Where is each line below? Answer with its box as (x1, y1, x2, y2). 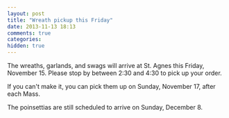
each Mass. (7, 90, 40, 98)
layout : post (7, 10, 45, 17)
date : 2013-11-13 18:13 (7, 23, 76, 30)
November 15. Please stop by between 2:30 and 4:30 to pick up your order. (7, 69, 222, 77)
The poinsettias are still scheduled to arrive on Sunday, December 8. (7, 103, 203, 111)
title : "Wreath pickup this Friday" (7, 17, 113, 24)
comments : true (7, 29, 51, 37)
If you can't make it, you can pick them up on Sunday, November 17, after (7, 83, 217, 90)
